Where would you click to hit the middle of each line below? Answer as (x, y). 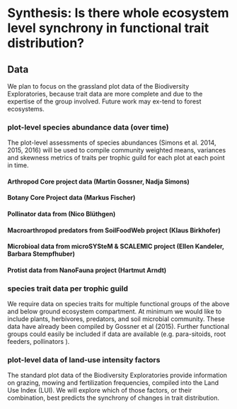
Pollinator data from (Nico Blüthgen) (62, 214)
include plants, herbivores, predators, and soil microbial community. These (116, 319)
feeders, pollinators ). (39, 342)
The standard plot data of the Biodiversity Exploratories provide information (117, 375)
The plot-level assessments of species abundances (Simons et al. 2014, (112, 142)
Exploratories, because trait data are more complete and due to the (105, 94)
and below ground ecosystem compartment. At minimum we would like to (115, 312)
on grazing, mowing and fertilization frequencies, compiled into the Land (113, 383)
